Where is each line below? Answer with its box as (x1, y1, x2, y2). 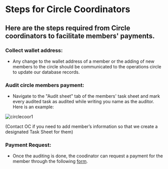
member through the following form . (12, 158, 88, 164)
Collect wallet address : (5, 47, 63, 54)
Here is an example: (12, 104, 54, 110)
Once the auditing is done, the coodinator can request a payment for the (12, 153, 163, 159)
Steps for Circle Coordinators (5, 4, 131, 15)
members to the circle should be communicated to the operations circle (12, 63, 161, 69)
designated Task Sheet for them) (5, 129, 74, 135)
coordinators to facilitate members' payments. (5, 31, 155, 40)
